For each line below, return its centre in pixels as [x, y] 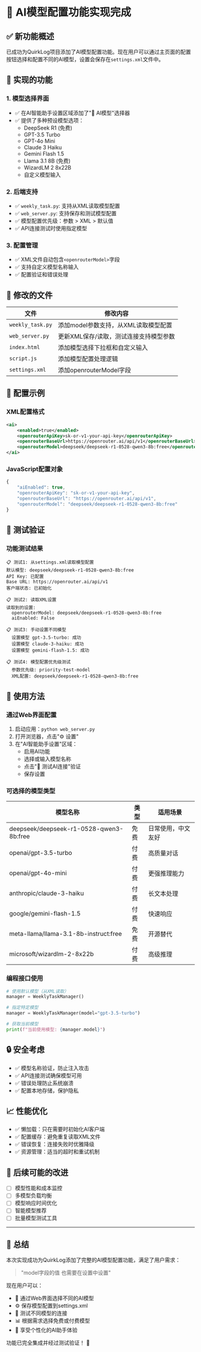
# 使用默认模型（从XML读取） [37, 991]
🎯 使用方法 [25, 696]
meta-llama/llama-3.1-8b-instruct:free [66, 934]
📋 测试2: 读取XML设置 [31, 600]
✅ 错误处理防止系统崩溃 [44, 1083]
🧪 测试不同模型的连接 [41, 1313]
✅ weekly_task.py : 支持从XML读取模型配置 [67, 206]
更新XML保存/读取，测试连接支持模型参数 [116, 336]
